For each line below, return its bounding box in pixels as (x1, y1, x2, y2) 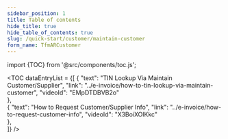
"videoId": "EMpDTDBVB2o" (39, 88, 120, 97)
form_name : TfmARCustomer (7, 42, 81, 49)
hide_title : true (7, 23, 57, 29)
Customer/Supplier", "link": (7, 81, 84, 89)
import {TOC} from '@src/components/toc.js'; (7, 61, 137, 68)
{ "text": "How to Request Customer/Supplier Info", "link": (7, 103, 169, 111)
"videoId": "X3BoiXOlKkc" (84, 110, 158, 118)
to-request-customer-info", (7, 110, 84, 118)
